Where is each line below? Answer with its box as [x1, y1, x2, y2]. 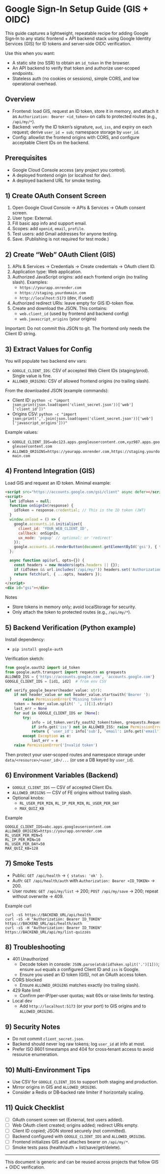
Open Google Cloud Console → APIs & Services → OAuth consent [12, 205, 146, 210]
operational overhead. [12, 80, 57, 87]
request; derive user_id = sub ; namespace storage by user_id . [12, 129, 140, 135]
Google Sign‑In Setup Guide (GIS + [5, 3, 149, 15]
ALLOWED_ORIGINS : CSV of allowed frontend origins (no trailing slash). [12, 378, 150, 384]
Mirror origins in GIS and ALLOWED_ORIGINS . [12, 1084, 97, 1090]
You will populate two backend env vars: [5, 358, 87, 364]
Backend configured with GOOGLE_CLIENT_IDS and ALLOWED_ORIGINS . [12, 1133, 146, 1139]
